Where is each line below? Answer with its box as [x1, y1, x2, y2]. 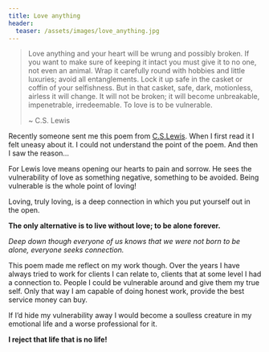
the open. [8, 205, 40, 215]
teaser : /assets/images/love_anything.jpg [15, 27, 160, 35]
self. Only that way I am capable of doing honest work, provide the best [8, 287, 245, 296]
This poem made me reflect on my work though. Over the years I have [8, 261, 240, 271]
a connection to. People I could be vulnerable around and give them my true [8, 278, 259, 288]
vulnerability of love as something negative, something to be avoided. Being [8, 172, 259, 182]
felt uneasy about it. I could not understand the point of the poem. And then [8, 140, 259, 150]
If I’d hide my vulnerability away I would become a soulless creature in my [8, 311, 252, 321]
